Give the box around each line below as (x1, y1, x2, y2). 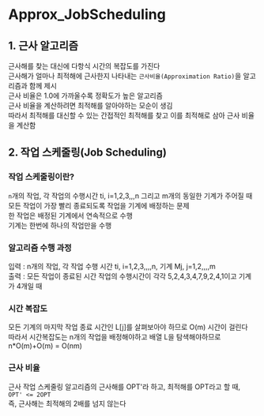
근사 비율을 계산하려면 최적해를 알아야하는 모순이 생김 (8, 101, 173, 110)
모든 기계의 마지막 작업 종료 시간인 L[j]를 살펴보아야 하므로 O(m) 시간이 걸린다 (8, 322, 248, 332)
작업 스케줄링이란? (8, 171, 75, 182)
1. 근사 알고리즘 (8, 39, 79, 52)
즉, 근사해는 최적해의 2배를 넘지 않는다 (8, 399, 126, 408)
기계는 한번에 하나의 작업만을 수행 (8, 220, 112, 230)
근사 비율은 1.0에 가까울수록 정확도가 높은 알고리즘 (8, 91, 164, 100)
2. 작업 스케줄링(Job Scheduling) (8, 146, 168, 159)
